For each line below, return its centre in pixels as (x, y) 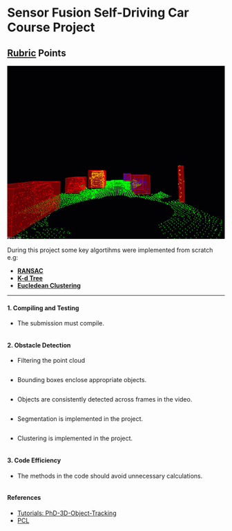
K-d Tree (30, 278)
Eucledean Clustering (49, 286)
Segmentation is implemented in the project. (80, 419)
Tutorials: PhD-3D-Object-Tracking (67, 513)
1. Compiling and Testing (43, 308)
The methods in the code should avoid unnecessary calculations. (110, 476)
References (24, 498)
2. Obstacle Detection (39, 345)
